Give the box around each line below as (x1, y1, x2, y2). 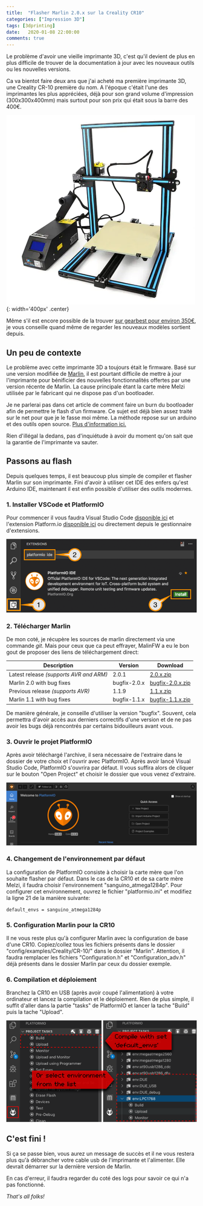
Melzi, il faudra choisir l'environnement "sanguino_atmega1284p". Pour (6, 881, 182, 888)
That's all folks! (6, 1193, 45, 1200)
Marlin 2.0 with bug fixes (8, 679, 71, 686)
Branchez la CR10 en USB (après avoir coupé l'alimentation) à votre (6, 989, 174, 996)
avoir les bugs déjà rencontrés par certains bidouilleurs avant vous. (6, 722, 174, 730)
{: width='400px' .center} (6, 305, 69, 313)
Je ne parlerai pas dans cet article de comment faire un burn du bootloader (6, 401, 194, 408)
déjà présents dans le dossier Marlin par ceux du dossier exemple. (6, 961, 172, 968)
